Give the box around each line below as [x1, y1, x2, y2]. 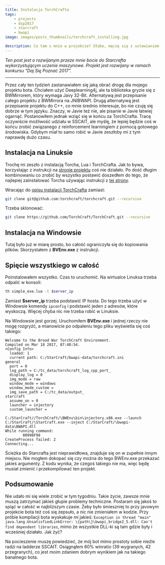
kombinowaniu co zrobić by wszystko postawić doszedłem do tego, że [5, 172, 148, 178]
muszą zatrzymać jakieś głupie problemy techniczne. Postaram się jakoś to [5, 498, 157, 504]
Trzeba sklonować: [5, 205, 44, 211]
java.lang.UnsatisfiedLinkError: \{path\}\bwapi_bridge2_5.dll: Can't [5, 519, 153, 524]
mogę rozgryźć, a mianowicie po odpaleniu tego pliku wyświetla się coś [5, 323, 151, 329]
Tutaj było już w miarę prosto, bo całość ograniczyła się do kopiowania [5, 242, 148, 247]
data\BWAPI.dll [5, 424, 36, 429]
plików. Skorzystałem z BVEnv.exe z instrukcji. [5, 247, 100, 253]
